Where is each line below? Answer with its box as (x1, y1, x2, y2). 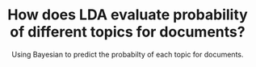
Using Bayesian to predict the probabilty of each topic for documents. (11, 49, 244, 59)
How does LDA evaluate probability (7, 6, 248, 24)
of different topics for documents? (10, 23, 246, 41)
